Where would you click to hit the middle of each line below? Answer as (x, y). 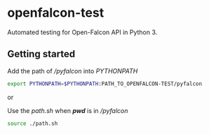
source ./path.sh (33, 124)
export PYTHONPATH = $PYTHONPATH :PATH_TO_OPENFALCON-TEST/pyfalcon (104, 84)
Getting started (41, 54)
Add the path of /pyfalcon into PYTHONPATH (73, 70)
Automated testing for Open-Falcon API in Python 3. (82, 32)
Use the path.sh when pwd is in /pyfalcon (68, 110)
